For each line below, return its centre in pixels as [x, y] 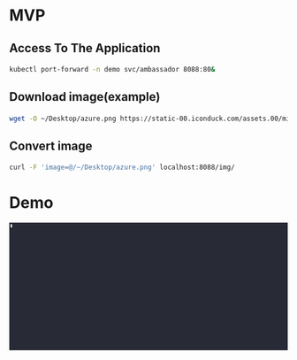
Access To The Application [85, 48]
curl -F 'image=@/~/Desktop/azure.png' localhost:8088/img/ [122, 168]
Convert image [51, 146]
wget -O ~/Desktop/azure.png [63, 119]
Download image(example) [85, 97]
